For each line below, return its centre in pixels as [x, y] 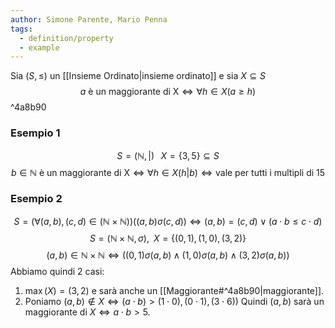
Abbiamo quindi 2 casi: [57, 271]
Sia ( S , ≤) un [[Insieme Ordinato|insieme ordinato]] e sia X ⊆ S [138, 76]
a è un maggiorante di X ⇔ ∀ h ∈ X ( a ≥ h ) [168, 92]
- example [39, 47]
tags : [21, 29]
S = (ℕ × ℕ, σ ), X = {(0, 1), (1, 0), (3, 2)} [168, 238]
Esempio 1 [35, 133]
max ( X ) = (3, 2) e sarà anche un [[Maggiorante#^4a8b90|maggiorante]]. [174, 290]
